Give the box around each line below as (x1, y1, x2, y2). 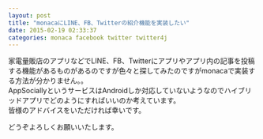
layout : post (8, 11, 51, 20)
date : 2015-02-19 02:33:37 (8, 26, 97, 34)
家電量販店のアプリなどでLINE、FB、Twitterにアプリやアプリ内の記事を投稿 (8, 56, 255, 66)
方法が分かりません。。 (14, 76, 88, 85)
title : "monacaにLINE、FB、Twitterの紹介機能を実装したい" (8, 19, 190, 27)
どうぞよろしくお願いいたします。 (8, 122, 118, 132)
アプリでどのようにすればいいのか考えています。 (21, 96, 181, 105)
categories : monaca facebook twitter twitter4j (8, 33, 168, 42)
